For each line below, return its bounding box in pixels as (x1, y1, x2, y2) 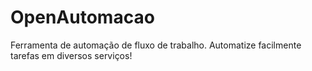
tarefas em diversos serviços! (10, 49, 133, 61)
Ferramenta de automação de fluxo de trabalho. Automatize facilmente (10, 39, 302, 51)
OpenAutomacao (10, 6, 155, 29)
